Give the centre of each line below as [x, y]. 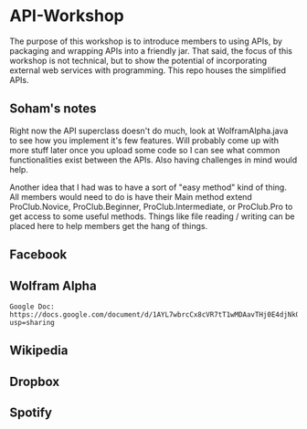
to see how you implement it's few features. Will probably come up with [144, 140]
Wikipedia [39, 351]
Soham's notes [53, 109]
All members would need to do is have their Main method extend [131, 196]
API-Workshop [67, 16]
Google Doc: [32, 307]
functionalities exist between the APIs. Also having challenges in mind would [153, 160]
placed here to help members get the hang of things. [109, 225]
